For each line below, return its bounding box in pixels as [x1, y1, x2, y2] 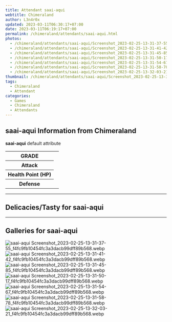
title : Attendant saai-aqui [5, 7, 66, 13]
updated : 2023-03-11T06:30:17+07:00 [5, 22, 83, 27]
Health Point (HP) [8, 171, 51, 178]
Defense [18, 180, 40, 187]
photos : [5, 36, 22, 42]
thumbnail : [5, 74, 29, 79]
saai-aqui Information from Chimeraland [5, 127, 137, 135]
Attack [21, 162, 38, 169]
